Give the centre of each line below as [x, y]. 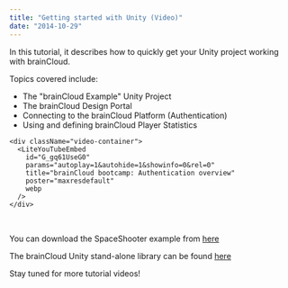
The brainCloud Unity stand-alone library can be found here [121, 256]
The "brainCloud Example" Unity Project [97, 96]
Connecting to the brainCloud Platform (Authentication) [125, 115]
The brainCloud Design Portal [77, 105]
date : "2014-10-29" [46, 26]
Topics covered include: [54, 78]
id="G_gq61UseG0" [58, 157]
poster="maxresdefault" [70, 181]
